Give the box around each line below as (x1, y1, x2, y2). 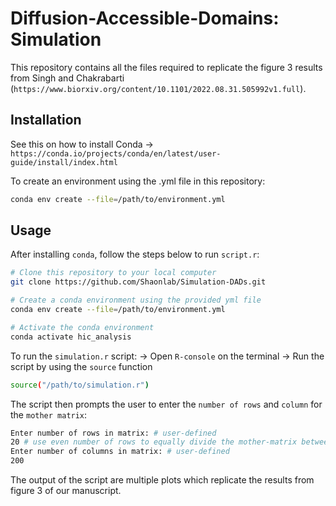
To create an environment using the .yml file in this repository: (10, 175, 266, 187)
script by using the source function (10, 360, 153, 372)
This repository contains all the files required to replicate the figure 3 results (10, 61, 323, 73)
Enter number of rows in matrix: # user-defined (10, 428, 217, 438)
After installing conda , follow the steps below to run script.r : (10, 248, 260, 261)
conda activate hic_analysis (10, 332, 132, 342)
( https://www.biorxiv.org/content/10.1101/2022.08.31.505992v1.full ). (10, 82, 307, 94)
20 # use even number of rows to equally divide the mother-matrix (10, 437, 298, 447)
